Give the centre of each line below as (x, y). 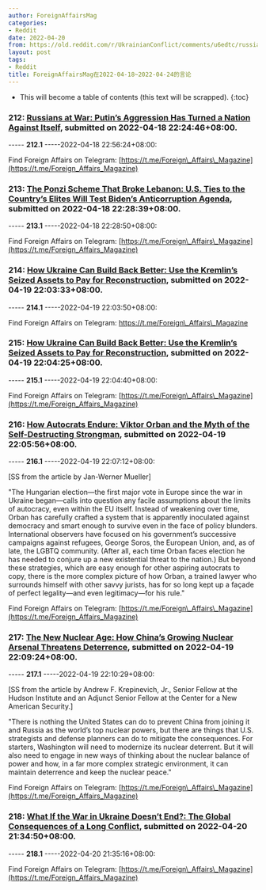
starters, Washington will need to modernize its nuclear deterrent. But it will (131, 747)
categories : (28, 23)
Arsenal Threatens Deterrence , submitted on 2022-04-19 (121, 648)
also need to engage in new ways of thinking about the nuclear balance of (129, 755)
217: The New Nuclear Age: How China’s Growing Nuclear (121, 637)
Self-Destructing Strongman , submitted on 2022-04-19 (117, 434)
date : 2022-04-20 (37, 38)
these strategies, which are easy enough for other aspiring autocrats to (124, 568)
